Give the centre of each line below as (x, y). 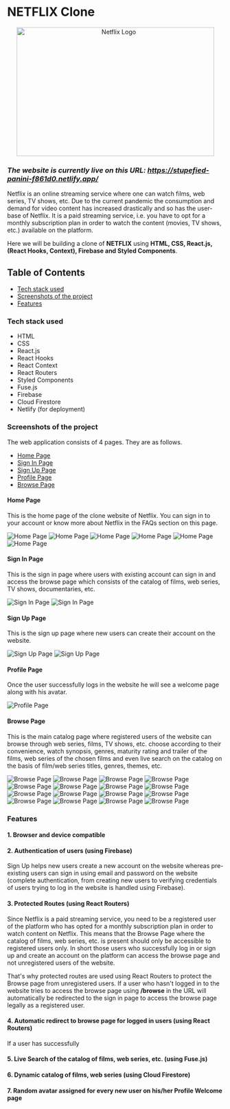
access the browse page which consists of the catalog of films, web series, (114, 582)
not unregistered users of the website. (61, 963)
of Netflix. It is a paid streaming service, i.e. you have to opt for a (114, 216)
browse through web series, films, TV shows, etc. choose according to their (114, 744)
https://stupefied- (178, 170)
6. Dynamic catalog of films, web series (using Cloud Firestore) (99, 1075)
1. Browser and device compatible (56, 835)
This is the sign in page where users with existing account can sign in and (112, 575)
